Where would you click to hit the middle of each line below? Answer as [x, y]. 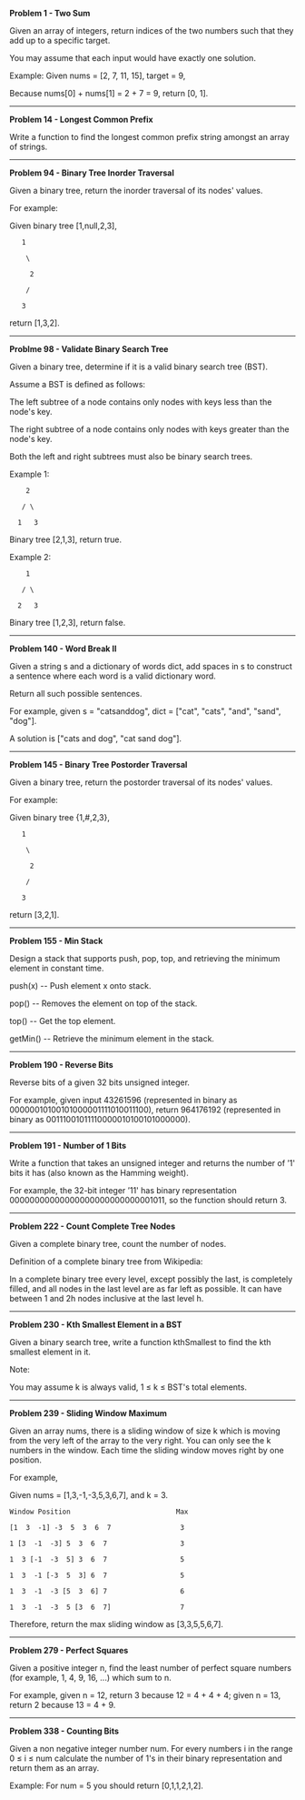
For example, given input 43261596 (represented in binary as [123, 1100]
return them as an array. [54, 1768]
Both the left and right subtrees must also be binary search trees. [131, 457]
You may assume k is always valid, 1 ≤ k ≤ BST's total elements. [128, 1387]
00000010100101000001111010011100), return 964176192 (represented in [145, 1110]
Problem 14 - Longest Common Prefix [81, 119]
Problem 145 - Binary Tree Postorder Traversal [98, 764]
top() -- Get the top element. [63, 1021]
